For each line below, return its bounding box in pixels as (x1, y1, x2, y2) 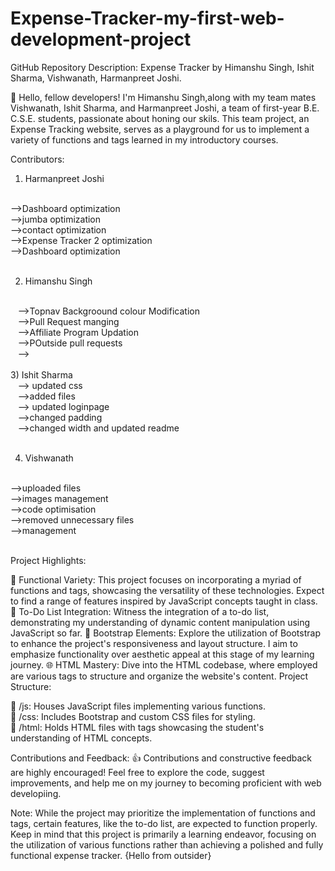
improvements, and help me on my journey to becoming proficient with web (10, 777, 322, 789)
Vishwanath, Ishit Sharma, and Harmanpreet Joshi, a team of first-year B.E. (10, 102, 320, 114)
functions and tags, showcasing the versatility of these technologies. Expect (10, 584, 325, 596)
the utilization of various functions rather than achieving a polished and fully (10, 838, 324, 851)
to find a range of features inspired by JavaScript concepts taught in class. (10, 595, 318, 607)
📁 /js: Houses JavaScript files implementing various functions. (10, 700, 266, 712)
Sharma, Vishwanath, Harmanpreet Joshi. (10, 72, 182, 84)
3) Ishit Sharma (10, 368, 73, 381)
